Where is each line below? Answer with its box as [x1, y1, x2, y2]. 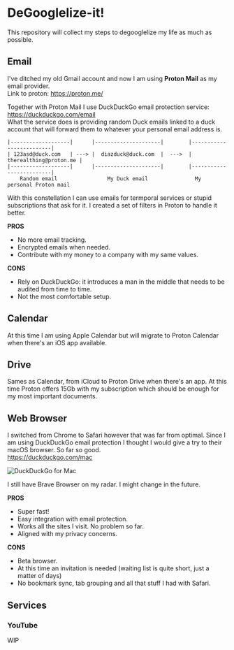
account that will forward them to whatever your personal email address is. [7, 124, 222, 133]
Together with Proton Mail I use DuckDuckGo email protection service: [7, 103, 210, 111]
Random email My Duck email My [20, 175, 201, 182]
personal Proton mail [7, 181, 71, 188]
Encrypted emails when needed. [17, 243, 110, 251]
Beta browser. [17, 557, 58, 565]
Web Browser [7, 412, 68, 424]
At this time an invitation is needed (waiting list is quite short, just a [17, 564, 210, 572]
